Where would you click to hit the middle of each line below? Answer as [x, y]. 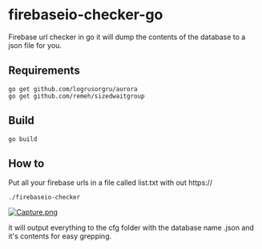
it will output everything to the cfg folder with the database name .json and [131, 228]
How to [26, 163]
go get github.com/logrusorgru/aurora [73, 89]
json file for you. [35, 45]
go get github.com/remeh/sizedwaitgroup [77, 96]
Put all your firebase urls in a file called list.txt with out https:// [111, 183]
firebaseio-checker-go [86, 15]
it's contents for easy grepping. [60, 236]
